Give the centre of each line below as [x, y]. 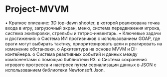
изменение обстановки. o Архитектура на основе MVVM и [68, 49]
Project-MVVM [37, 9]
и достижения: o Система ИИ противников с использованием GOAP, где [83, 38]
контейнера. [18, 54]
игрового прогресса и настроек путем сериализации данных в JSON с [81, 65]
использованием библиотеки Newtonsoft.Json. [55, 70]
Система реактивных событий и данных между [87, 54]
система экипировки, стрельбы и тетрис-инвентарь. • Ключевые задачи [83, 33]
